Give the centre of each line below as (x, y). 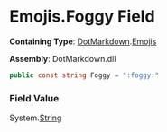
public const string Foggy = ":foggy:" (84, 75)
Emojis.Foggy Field (82, 17)
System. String (36, 118)
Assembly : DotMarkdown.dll (63, 58)
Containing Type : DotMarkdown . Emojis (83, 41)
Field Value (34, 98)
